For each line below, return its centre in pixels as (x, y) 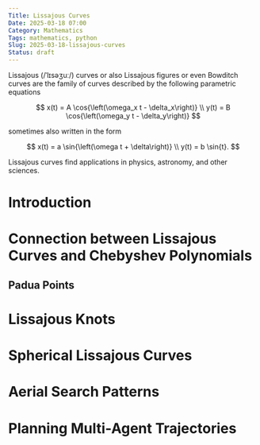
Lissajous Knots (62, 319)
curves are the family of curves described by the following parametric (122, 83)
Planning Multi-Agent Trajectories (122, 428)
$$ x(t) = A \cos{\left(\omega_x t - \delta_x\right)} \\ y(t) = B (133, 107)
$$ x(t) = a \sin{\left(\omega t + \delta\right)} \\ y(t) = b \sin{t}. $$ (133, 147)
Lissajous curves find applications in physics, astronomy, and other (118, 162)
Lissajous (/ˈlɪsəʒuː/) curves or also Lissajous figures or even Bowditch (123, 75)
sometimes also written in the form (65, 131)
